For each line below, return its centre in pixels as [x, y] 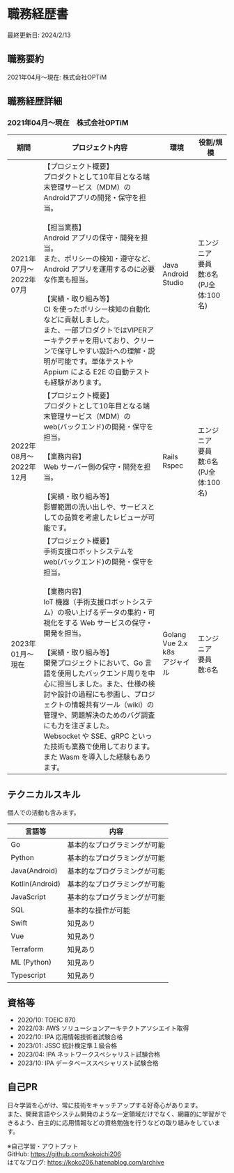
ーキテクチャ [64, 341]
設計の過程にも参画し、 [96, 694]
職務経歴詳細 [35, 101]
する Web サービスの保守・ [109, 623]
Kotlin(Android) [36, 884]
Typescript [29, 975]
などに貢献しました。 [78, 320]
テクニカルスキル [44, 794]
